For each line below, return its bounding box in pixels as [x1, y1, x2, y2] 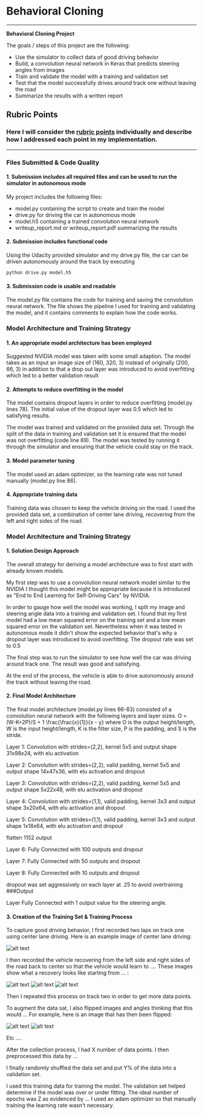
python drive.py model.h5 [6, 270, 71, 276]
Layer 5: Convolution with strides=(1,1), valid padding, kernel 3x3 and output [6, 816, 195, 823]
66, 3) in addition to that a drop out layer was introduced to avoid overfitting [6, 365, 195, 373]
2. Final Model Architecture [6, 692, 76, 700]
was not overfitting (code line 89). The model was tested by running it [6, 437, 180, 444]
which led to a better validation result [6, 372, 98, 379]
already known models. [6, 567, 65, 574]
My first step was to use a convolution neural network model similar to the [6, 578, 190, 586]
